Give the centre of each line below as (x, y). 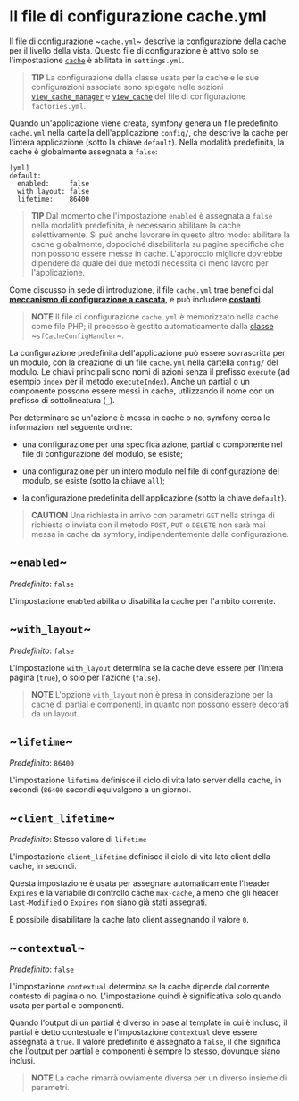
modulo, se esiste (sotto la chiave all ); (93, 480)
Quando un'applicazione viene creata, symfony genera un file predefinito (144, 123)
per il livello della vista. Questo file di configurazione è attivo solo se (134, 50)
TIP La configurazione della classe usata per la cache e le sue (145, 77)
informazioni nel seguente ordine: (71, 426)
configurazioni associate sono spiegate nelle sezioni (127, 87)
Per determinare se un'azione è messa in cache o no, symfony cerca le (140, 418)
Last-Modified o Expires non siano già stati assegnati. (108, 902)
